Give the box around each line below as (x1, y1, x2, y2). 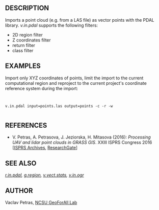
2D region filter (12, 32, 43, 37)
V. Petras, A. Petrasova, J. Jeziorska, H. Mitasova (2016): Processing (12, 134, 151, 140)
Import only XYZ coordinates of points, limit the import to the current (5, 75, 144, 81)
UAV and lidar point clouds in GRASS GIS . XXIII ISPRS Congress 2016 (12, 140, 152, 145)
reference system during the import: (5, 85, 79, 91)
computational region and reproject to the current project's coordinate (5, 80, 147, 86)
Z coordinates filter (12, 37, 51, 43)
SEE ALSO (5, 159, 37, 167)
